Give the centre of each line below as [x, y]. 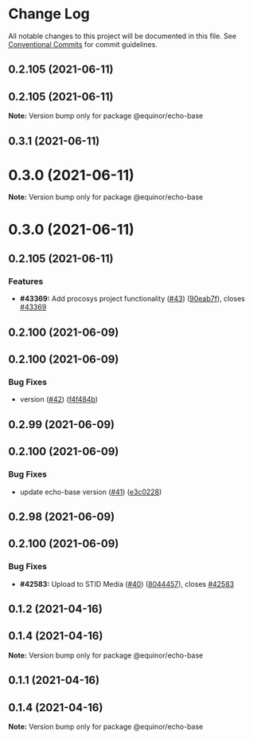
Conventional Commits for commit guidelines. [83, 44]
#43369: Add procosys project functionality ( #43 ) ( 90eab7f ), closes [132, 299]
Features [26, 281]
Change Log [49, 14]
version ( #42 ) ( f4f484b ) [58, 399]
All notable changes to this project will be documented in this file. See [123, 36]
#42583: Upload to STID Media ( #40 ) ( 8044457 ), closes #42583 [127, 584]
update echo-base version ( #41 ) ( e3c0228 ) [91, 492]
